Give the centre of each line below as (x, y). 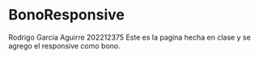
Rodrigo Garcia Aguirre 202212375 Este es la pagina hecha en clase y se (129, 37)
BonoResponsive (67, 15)
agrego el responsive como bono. (65, 45)
